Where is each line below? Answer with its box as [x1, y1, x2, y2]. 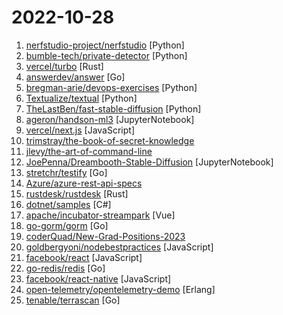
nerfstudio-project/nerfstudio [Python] [25, 39, 185, 51]
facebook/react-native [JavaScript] [25, 272, 172, 285]
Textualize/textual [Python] [25, 92, 138, 104]
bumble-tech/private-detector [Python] [25, 49, 188, 61]
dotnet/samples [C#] [25, 198, 112, 210]
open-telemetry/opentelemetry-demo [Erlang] [25, 283, 216, 295]
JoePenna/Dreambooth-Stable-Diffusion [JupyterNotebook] [25, 156, 274, 168]
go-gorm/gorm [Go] [25, 219, 109, 231]
